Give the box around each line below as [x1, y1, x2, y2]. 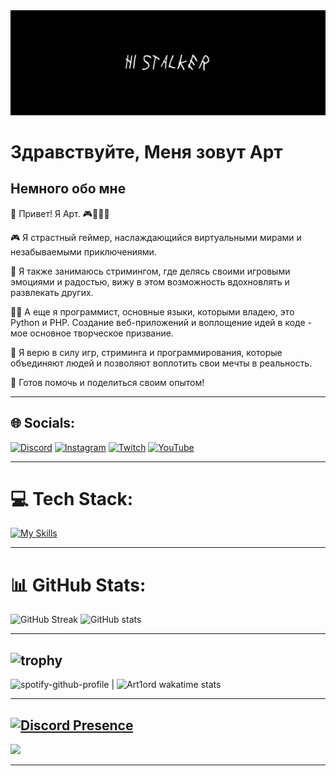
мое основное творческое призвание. [10, 327, 174, 339]
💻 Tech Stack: [10, 487, 134, 510]
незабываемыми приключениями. [10, 245, 157, 258]
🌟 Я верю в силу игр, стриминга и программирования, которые [10, 346, 283, 358]
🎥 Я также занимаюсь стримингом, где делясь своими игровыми [10, 265, 291, 277]
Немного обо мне [10, 180, 127, 198]
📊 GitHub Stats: [10, 574, 147, 596]
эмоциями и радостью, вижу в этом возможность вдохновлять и [10, 275, 290, 288]
